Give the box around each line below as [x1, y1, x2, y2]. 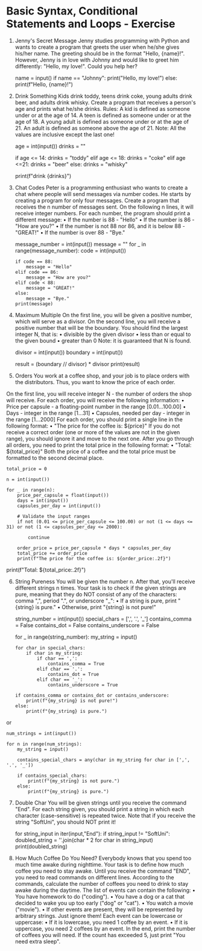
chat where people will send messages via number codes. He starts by [14, 190, 191, 197]
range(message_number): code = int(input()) [14, 247, 127, 254]
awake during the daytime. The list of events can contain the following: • [14, 886, 196, 894]
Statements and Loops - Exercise [6, 17, 176, 31]
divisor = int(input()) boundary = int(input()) [14, 349, 124, 356]
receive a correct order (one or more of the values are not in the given [6, 428, 180, 435]
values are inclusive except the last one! [14, 131, 115, 138]
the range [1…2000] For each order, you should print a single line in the [6, 415, 183, 423]
